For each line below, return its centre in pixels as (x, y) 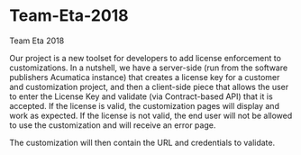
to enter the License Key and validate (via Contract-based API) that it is (141, 96)
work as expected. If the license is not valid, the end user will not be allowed (151, 115)
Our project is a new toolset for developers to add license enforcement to (146, 58)
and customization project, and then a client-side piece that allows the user (149, 87)
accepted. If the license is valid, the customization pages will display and (144, 105)
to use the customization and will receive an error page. (113, 125)
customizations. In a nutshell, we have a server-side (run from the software (149, 68)
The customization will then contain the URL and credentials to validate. (142, 142)
